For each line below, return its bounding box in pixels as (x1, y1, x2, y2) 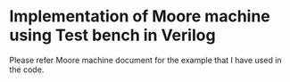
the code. (9, 64, 45, 75)
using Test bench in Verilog (9, 25, 216, 45)
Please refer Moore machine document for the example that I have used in (9, 54, 283, 65)
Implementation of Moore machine (9, 6, 270, 27)
